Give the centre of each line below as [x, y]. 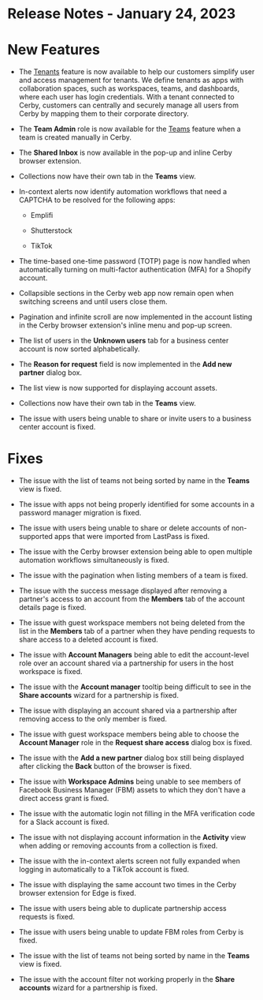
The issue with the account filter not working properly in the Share [127, 979]
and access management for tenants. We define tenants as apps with [131, 81]
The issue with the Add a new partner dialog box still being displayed [131, 758]
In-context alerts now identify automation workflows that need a [123, 192]
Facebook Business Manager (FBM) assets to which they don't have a [132, 790]
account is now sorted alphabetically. [79, 349]
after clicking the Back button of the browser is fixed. [105, 766]
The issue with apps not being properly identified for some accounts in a [137, 504]
